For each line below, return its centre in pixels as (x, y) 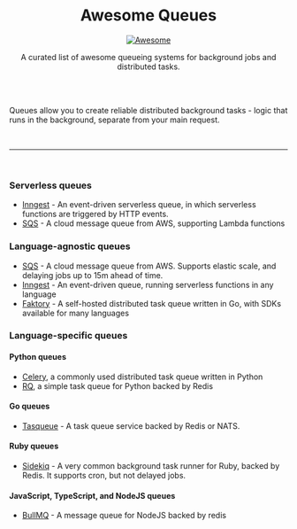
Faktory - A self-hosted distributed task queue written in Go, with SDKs (151, 303)
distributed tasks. (148, 66)
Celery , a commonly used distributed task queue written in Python (142, 377)
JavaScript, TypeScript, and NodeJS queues (92, 495)
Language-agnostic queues (70, 246)
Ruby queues (34, 446)
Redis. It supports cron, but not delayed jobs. (104, 476)
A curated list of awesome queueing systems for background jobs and (148, 57)
